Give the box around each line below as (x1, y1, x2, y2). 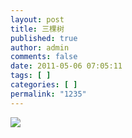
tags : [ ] (10, 71, 52, 81)
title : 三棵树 (10, 24, 65, 34)
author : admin (10, 42, 70, 53)
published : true (10, 33, 78, 43)
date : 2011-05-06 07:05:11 (10, 61, 123, 71)
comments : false (10, 52, 78, 62)
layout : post (10, 14, 65, 25)
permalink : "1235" (10, 89, 87, 99)
